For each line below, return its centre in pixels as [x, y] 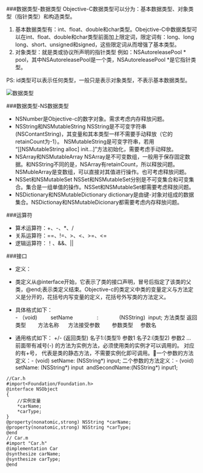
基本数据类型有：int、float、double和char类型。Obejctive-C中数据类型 [103, 29]
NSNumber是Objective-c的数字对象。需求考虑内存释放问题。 [91, 119]
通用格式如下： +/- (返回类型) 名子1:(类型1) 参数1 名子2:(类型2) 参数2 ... [103, 338]
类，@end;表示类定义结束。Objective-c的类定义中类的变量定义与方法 [101, 289]
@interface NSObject [32, 389]
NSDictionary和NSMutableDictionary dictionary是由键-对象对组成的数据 [105, 195]
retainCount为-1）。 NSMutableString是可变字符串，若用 [85, 142]
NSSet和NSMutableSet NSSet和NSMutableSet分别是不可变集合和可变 [102, 179]
